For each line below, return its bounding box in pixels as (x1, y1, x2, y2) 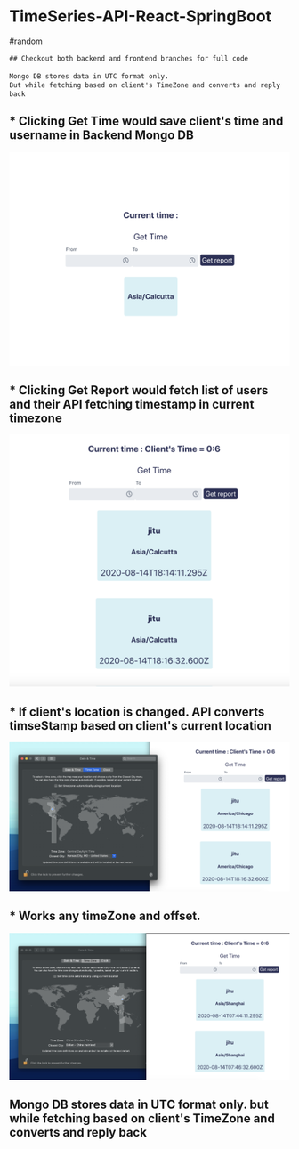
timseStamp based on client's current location (9, 718, 271, 733)
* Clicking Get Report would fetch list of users (9, 383, 269, 398)
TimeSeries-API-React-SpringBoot (9, 6, 272, 27)
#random (9, 36, 43, 46)
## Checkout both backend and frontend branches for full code (9, 53, 249, 63)
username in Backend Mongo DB (9, 127, 194, 143)
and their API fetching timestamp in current (9, 396, 255, 411)
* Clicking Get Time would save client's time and (9, 114, 284, 129)
